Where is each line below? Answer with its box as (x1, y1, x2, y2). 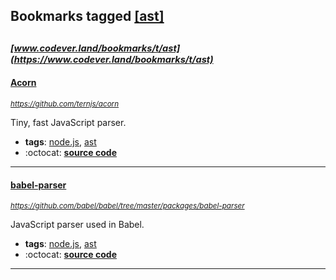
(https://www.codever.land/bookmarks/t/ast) (10, 53, 214, 66)
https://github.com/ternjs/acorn (10, 99, 120, 109)
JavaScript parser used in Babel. (10, 219, 145, 231)
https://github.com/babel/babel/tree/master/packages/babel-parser (10, 201, 245, 211)
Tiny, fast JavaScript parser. (10, 116, 127, 128)
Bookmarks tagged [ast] (10, 8, 165, 25)
